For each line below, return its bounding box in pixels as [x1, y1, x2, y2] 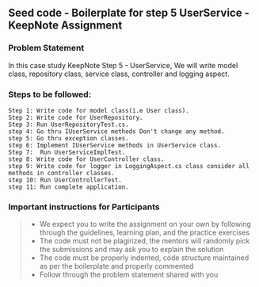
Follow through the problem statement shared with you [39, 270, 219, 280]
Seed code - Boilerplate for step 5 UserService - [8, 6, 249, 20]
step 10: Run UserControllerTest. [8, 176, 123, 184]
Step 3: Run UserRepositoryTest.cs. [8, 121, 129, 128]
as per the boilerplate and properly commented [39, 262, 194, 271]
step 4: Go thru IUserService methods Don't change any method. [8, 127, 225, 136]
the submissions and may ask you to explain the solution [39, 245, 224, 254]
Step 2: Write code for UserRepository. [8, 113, 144, 121]
